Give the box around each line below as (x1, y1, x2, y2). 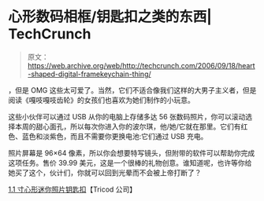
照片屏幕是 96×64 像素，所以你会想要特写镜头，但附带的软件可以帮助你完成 (8, 148, 255, 158)
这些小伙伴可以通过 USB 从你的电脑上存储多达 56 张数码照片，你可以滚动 (8, 111, 246, 121)
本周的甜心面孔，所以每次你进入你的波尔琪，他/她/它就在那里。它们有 (14, 122, 242, 131)
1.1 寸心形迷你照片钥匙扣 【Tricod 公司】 (8, 185, 137, 194)
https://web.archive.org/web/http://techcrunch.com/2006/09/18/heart (27, 60, 255, 70)
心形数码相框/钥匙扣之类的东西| (8, 8, 213, 26)
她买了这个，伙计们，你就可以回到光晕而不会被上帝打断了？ (8, 167, 202, 177)
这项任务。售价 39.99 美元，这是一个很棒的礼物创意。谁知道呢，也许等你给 (8, 158, 252, 167)
